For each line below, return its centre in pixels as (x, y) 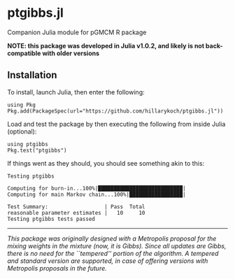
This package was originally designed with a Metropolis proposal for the (112, 238)
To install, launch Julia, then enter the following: (76, 92)
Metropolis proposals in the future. (57, 268)
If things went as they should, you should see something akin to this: (106, 163)
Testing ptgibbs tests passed (51, 219)
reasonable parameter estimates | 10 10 (76, 213)
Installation (32, 75)
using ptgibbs (28, 144)
